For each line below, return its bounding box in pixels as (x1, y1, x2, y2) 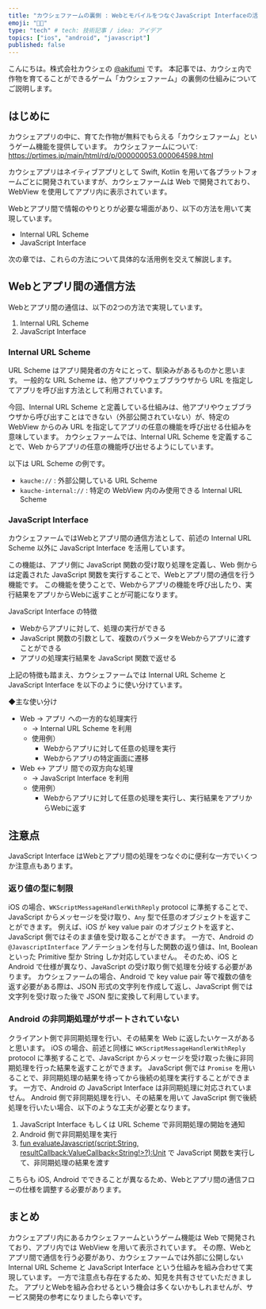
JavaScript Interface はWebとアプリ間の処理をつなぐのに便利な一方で (8, 851, 237, 861)
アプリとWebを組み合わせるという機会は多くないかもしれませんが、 (23, 1282, 247, 1292)
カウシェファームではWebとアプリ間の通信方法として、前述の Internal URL (8, 533, 252, 543)
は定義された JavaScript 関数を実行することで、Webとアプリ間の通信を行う (8, 570, 256, 579)
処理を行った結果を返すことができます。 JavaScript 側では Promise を (14, 1063, 241, 1072)
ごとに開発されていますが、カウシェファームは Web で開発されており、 (21, 176, 255, 187)
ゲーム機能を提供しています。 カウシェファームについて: (14, 141, 198, 151)
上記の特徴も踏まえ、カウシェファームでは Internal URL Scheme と (8, 670, 227, 680)
